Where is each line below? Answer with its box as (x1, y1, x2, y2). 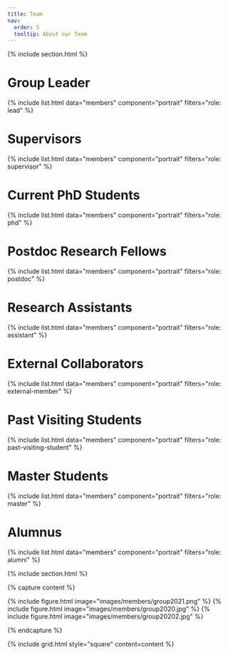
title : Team (7, 10, 43, 18)
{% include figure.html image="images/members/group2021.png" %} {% (7, 596, 222, 605)
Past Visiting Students (7, 412, 142, 428)
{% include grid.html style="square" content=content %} (7, 639, 175, 648)
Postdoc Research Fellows (7, 243, 167, 260)
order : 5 (14, 24, 40, 31)
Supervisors (7, 131, 82, 147)
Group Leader (7, 75, 90, 91)
